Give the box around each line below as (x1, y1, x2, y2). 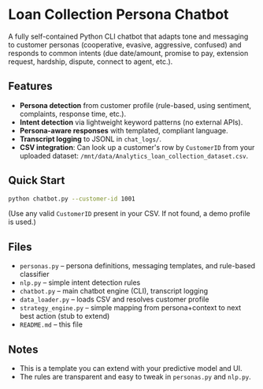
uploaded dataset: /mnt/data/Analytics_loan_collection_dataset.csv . (19, 151, 249, 160)
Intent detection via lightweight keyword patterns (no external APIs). (19, 117, 243, 127)
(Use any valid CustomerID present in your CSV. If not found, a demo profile (8, 209, 250, 219)
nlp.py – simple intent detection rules (19, 278, 141, 287)
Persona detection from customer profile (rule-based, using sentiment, (19, 100, 252, 110)
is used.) (8, 217, 37, 226)
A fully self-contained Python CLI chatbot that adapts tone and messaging (8, 32, 249, 41)
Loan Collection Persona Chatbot (8, 6, 229, 24)
